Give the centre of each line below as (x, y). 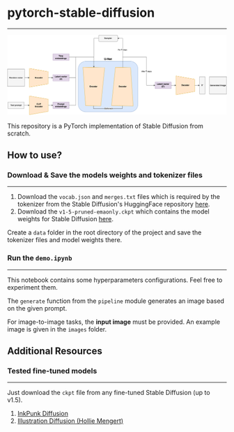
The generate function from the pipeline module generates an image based (116, 301)
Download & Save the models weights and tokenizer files (105, 174)
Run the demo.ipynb (40, 258)
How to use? (35, 155)
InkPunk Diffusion (42, 414)
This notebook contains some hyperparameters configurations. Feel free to (115, 280)
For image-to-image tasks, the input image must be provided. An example (114, 322)
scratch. (19, 133)
